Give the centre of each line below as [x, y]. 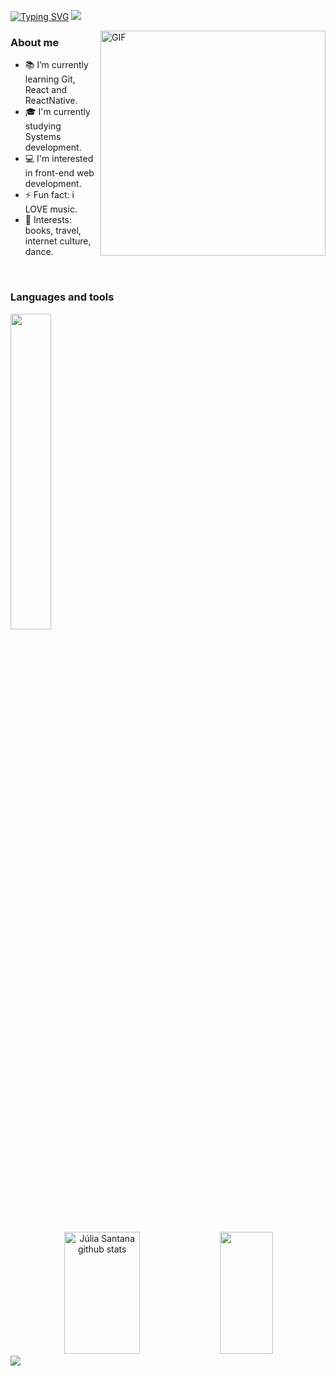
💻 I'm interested [59, 159]
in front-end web [59, 173]
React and [45, 90]
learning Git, [50, 79]
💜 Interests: [48, 220]
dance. [39, 252]
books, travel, [53, 231]
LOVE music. [51, 209]
